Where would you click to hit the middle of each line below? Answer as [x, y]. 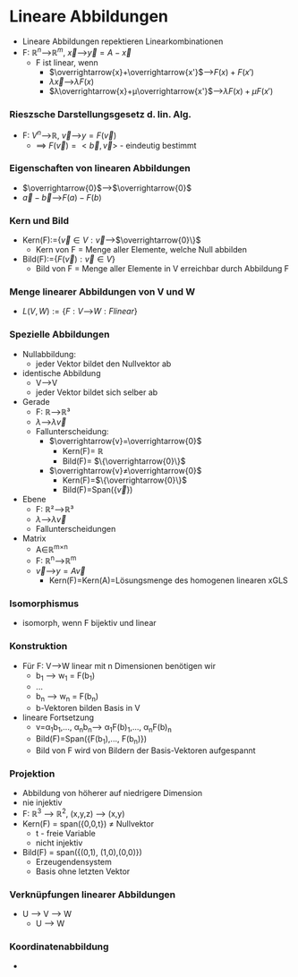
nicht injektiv [59, 843]
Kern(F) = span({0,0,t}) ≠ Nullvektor [88, 823]
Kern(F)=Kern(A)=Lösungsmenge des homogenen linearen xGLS [168, 580]
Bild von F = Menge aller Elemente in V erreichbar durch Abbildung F [162, 269]
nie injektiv [42, 802]
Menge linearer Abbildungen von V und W [102, 292]
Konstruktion [38, 647]
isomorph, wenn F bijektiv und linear [89, 623]
